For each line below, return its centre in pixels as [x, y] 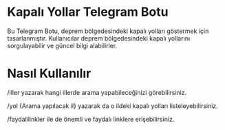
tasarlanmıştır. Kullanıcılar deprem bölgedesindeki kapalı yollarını [99, 38]
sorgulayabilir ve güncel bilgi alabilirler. [62, 45]
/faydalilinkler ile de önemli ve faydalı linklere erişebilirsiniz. [91, 119]
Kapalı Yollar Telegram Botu [88, 12]
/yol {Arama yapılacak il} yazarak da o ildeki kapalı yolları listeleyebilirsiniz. [112, 106]
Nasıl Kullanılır [49, 74]
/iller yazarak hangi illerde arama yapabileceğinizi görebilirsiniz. [97, 92]
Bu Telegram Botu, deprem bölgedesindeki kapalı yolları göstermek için [108, 31]
